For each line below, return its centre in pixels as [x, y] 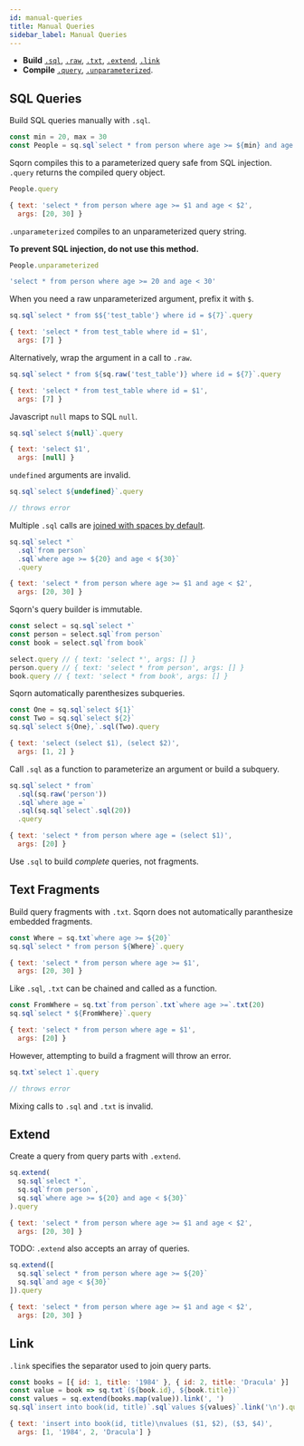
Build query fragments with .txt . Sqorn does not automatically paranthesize [152, 911]
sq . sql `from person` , [58, 1190]
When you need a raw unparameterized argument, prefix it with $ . [132, 299]
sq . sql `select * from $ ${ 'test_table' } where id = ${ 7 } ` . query [131, 315]
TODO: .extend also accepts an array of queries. [100, 1248]
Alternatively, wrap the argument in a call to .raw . [101, 357]
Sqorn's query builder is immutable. [76, 609]
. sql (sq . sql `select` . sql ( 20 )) [74, 811]
